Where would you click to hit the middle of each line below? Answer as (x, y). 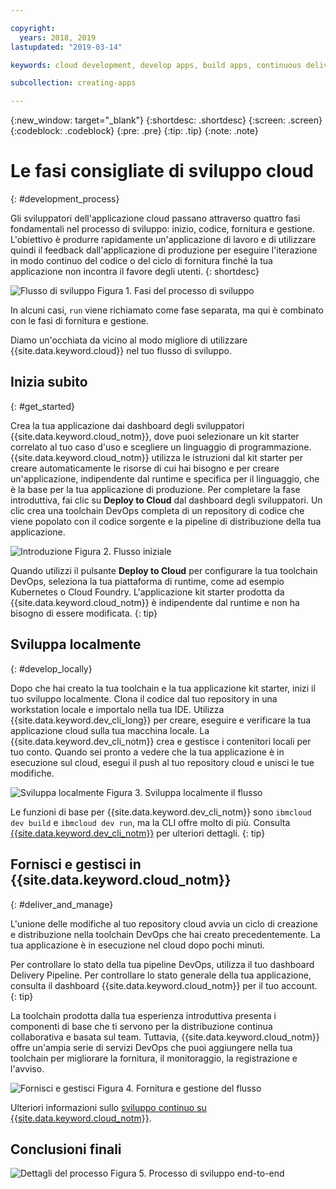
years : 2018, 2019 (58, 37)
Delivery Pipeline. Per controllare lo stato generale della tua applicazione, (161, 975)
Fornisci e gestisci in (76, 864)
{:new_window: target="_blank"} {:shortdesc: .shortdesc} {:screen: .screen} (166, 120)
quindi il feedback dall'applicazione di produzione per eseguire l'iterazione (164, 250)
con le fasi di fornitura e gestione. (79, 321)
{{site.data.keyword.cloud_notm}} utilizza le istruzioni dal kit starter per (156, 457)
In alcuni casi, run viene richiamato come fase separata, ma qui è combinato (167, 310)
